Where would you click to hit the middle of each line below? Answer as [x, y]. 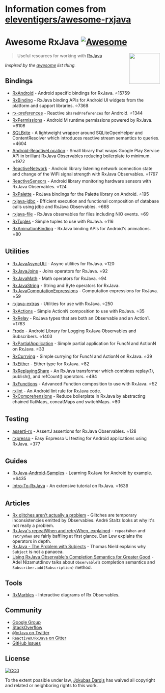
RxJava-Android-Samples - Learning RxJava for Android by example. [82, 473]
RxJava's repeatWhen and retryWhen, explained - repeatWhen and [79, 531]
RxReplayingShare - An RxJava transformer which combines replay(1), [83, 371]
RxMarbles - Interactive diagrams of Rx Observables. [66, 595]
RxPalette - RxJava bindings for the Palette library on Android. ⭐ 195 [81, 194]
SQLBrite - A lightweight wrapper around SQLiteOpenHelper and [77, 133]
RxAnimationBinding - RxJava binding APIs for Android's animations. [82, 228]
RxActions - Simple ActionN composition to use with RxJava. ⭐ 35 [78, 311]
